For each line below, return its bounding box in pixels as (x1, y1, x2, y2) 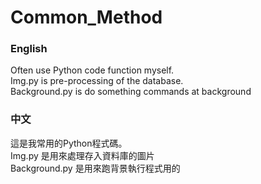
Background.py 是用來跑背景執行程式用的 (10, 162, 181, 174)
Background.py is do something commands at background (10, 86, 252, 98)
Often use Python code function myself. (10, 64, 175, 76)
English (10, 42, 48, 56)
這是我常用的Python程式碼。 (10, 137, 128, 149)
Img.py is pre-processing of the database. (10, 75, 184, 87)
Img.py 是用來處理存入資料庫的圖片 (10, 149, 155, 161)
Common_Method (10, 6, 163, 29)
